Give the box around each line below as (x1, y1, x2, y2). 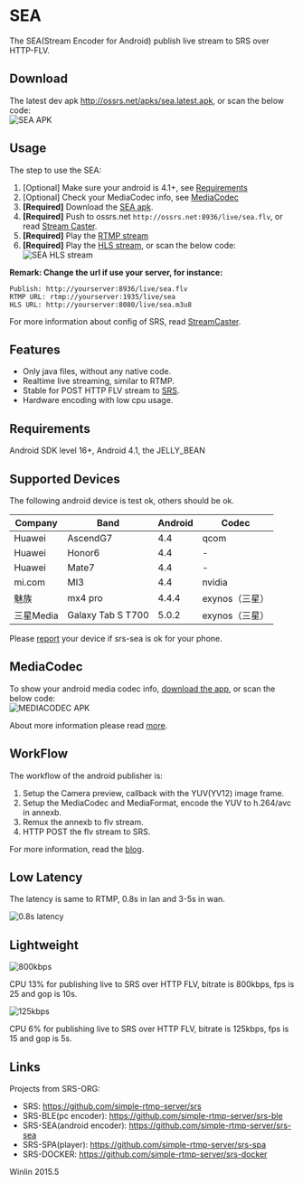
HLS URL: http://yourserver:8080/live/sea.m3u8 (9, 300, 193, 309)
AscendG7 (67, 532, 113, 544)
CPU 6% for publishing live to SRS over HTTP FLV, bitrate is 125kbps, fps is (9, 1023, 289, 1035)
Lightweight (9, 937, 79, 953)
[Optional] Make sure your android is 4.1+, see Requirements (22, 182, 249, 193)
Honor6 (67, 547, 100, 559)
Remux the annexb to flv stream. (22, 816, 144, 827)
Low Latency (9, 869, 83, 886)
